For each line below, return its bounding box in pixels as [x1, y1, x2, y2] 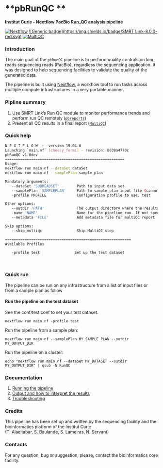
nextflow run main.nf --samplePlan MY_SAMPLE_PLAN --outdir [5, 336, 130, 341]
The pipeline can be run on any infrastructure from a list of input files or [5, 282, 148, 288]
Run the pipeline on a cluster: [5, 349, 64, 355]
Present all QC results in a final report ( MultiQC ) [12, 120, 107, 126]
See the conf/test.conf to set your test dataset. [5, 309, 98, 315]
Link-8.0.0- [135, 28, 158, 34]
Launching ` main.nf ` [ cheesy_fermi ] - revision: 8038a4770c [5, 148, 130, 153]
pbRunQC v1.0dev [5, 152, 38, 157]
